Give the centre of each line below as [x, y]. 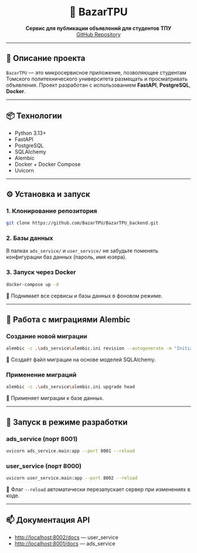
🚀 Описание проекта [46, 58]
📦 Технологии [34, 116]
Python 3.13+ [30, 133]
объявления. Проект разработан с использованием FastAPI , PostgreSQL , [98, 85]
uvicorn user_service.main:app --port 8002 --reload [72, 478]
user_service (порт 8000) [44, 466]
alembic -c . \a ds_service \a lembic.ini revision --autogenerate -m [89, 348]
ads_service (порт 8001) [42, 439]
